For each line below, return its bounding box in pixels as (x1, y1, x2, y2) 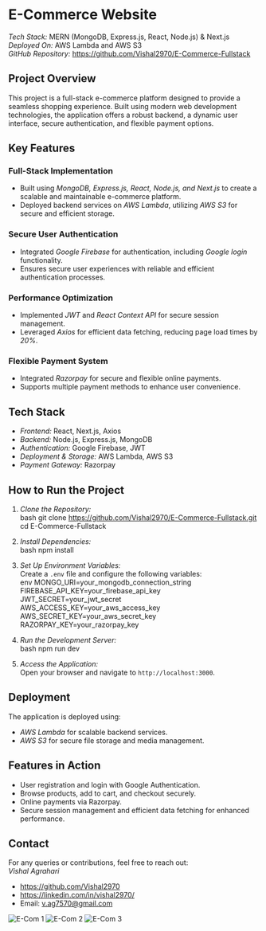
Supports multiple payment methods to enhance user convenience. (19, 382, 241, 392)
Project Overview (8, 72, 96, 85)
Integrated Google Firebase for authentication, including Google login (19, 247, 248, 256)
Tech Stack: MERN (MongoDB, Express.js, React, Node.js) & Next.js (8, 32, 230, 41)
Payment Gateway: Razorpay (19, 460, 116, 470)
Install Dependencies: (19, 536, 92, 546)
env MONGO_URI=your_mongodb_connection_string (19, 577, 192, 587)
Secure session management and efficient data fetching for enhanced (19, 805, 249, 815)
